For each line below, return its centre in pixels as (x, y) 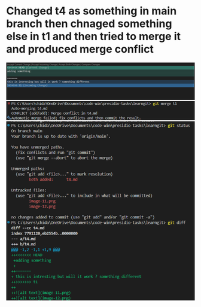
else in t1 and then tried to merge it (94, 37)
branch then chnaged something (89, 24)
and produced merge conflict (80, 49)
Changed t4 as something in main (92, 11)
